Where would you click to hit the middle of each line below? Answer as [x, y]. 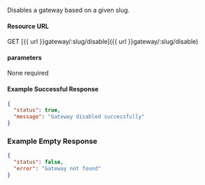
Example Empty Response [52, 141]
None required [28, 73]
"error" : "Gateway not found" [57, 169]
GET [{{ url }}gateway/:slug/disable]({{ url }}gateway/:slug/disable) [103, 42]
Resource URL [28, 26]
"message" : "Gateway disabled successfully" [79, 117]
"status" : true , [37, 110]
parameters [24, 57]
